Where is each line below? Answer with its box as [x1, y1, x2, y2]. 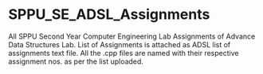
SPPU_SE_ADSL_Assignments [8, 6, 210, 24]
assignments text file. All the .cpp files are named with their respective [8, 48, 239, 57]
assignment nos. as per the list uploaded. [8, 57, 143, 66]
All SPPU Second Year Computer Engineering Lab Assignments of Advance [8, 31, 256, 41]
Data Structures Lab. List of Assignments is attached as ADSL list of [8, 39, 231, 49]
